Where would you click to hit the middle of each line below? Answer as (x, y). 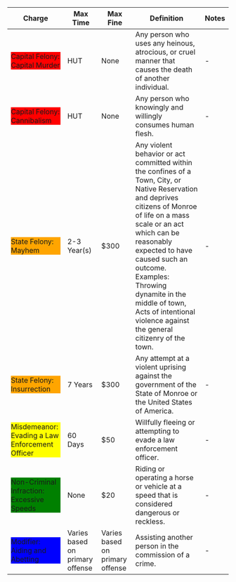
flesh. (144, 134)
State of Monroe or (166, 393)
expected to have (164, 250)
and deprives (157, 198)
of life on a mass (162, 215)
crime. (146, 563)
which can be (158, 233)
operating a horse (165, 478)
